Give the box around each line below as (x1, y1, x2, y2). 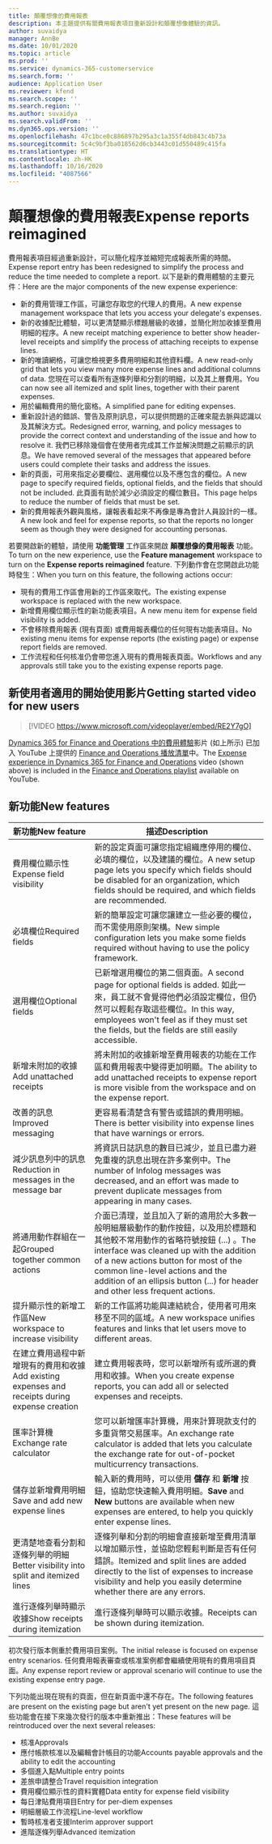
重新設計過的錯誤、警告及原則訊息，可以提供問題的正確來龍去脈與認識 (19, 411, 255, 421)
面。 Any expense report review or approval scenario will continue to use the (8, 1665, 263, 1675)
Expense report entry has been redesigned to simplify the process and (8, 262, 244, 271)
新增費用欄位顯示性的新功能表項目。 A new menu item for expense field (19, 605, 257, 615)
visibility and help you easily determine (94, 1576, 243, 1587)
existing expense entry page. (8, 1674, 105, 1684)
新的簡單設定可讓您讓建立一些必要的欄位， (94, 909, 257, 920)
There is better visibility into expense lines (94, 1117, 255, 1128)
